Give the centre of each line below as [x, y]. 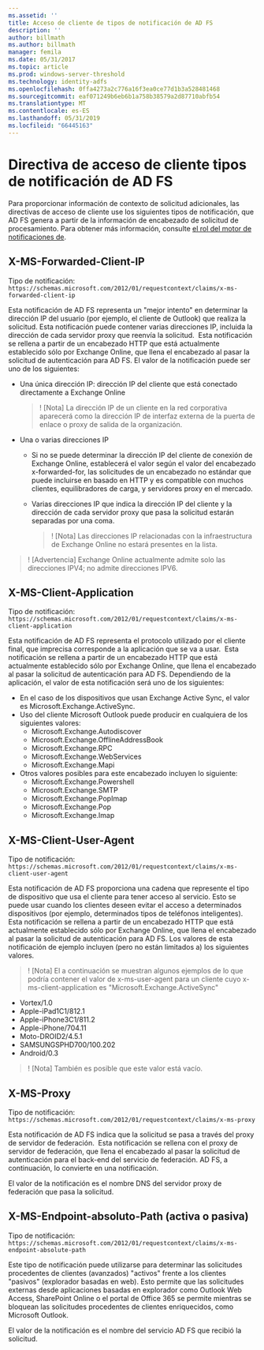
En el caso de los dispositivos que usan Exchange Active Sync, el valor [134, 698]
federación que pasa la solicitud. [61, 1191]
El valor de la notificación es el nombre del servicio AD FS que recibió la [125, 1330]
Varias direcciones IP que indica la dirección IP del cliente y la [132, 504]
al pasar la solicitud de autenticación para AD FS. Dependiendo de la [119, 674]
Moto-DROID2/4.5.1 [51, 1037]
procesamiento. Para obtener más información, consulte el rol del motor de [130, 228]
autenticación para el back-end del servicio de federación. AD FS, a [118, 1159]
